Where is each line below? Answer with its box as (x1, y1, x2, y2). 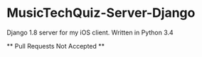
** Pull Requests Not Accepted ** (6, 42, 105, 50)
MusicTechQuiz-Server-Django (6, 5, 196, 21)
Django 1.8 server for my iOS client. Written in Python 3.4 (6, 28, 174, 37)
